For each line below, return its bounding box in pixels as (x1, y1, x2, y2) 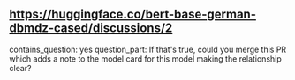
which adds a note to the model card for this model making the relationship (9, 53, 283, 64)
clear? (9, 62, 32, 73)
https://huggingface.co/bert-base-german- (9, 7, 257, 22)
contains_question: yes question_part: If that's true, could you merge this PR (9, 44, 287, 55)
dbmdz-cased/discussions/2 (9, 21, 173, 36)
